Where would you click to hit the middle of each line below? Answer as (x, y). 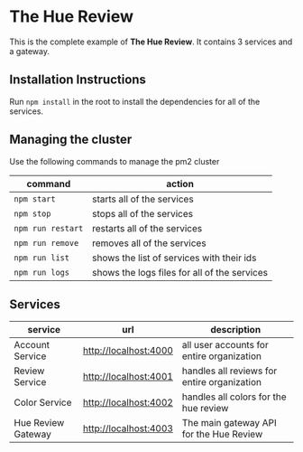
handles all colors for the (234, 397)
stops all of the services (142, 213)
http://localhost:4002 (128, 402)
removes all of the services (149, 243)
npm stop (32, 213)
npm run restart (49, 228)
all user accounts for (225, 345)
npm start (35, 199)
